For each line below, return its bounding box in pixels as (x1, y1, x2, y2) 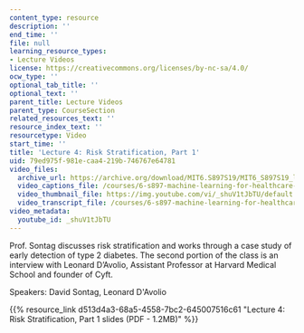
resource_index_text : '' (9, 123, 103, 132)
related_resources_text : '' (9, 114, 116, 123)
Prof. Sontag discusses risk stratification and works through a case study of (9, 240, 292, 251)
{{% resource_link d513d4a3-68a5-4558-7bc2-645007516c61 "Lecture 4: (9, 304, 286, 315)
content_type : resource (9, 13, 100, 23)
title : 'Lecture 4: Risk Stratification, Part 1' (9, 147, 201, 157)
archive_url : (17, 173, 67, 182)
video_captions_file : (17, 182, 100, 191)
